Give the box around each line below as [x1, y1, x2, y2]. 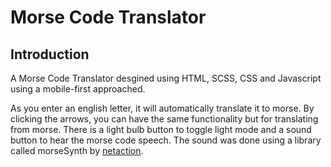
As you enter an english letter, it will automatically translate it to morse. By [10, 102, 315, 114]
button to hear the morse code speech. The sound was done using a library [10, 134, 322, 146]
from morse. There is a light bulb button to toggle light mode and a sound [10, 124, 312, 135]
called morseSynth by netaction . [10, 145, 144, 156]
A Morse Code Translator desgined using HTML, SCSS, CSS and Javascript [10, 72, 322, 84]
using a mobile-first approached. [10, 83, 146, 95]
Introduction [10, 46, 90, 63]
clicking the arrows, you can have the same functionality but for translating [10, 113, 319, 125]
